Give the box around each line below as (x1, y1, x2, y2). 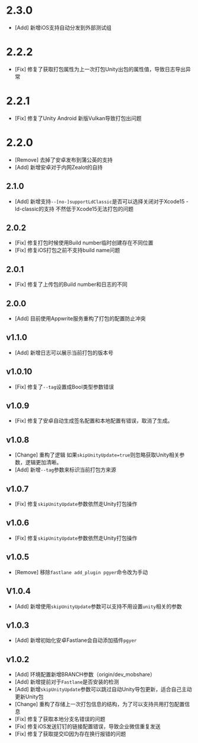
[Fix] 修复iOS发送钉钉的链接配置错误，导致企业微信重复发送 (14, 723, 161, 730)
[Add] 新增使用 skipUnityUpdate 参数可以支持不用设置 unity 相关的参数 (14, 603, 182, 610)
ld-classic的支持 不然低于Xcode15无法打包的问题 (14, 205, 134, 212)
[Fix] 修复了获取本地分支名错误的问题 (14, 716, 106, 723)
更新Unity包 (14, 693, 44, 700)
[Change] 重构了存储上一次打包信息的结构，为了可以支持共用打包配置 (14, 701, 185, 708)
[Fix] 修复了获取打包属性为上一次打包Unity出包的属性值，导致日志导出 (14, 65, 186, 73)
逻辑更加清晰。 (25, 459, 62, 466)
